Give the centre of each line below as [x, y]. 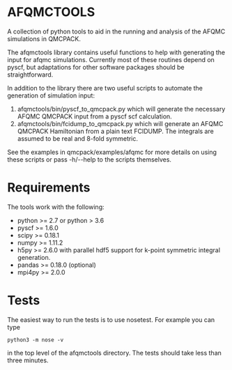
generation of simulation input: [51, 95]
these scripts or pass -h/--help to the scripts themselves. [90, 159]
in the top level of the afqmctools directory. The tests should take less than [114, 353]
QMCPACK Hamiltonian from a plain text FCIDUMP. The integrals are [115, 131]
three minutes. [28, 360]
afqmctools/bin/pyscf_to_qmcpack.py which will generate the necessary [121, 109]
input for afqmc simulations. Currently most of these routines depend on [111, 59]
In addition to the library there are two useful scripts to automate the [105, 88]
